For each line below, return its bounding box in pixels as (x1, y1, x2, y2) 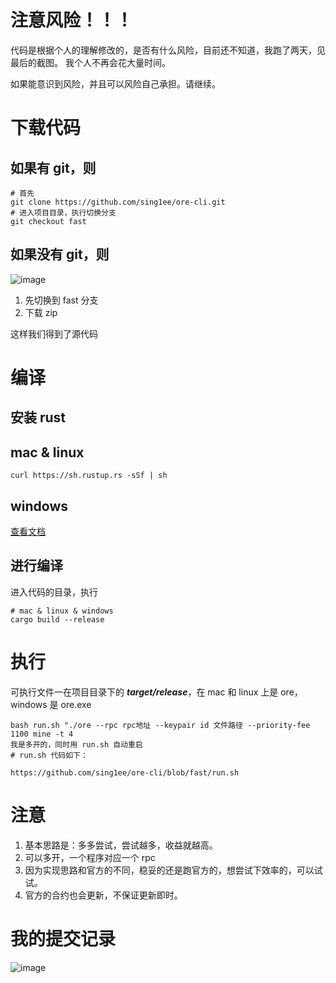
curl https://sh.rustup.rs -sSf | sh (10, 471, 168, 481)
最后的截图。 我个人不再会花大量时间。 (10, 56, 171, 68)
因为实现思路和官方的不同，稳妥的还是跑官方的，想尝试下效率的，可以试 (24, 864, 323, 876)
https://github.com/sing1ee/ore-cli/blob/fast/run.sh (10, 767, 240, 778)
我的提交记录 (10, 927, 117, 950)
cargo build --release (10, 614, 105, 625)
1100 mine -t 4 (10, 729, 74, 739)
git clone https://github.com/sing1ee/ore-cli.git (10, 197, 226, 207)
